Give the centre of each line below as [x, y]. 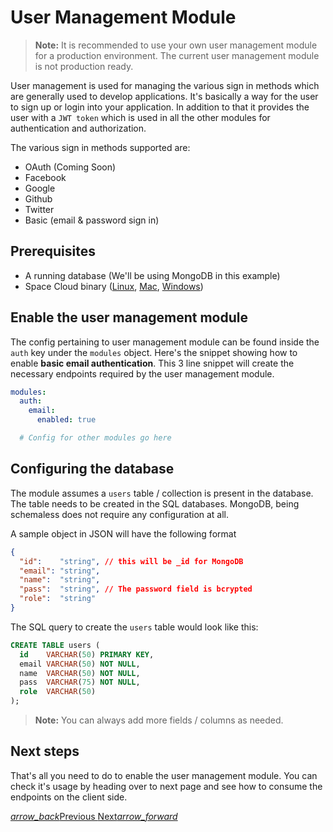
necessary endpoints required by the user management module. [142, 373]
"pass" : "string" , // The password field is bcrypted [136, 589]
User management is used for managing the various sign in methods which [165, 85]
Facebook [45, 177]
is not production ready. [84, 66]
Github [38, 198]
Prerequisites [53, 251]
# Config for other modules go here [95, 438]
